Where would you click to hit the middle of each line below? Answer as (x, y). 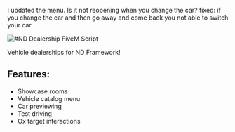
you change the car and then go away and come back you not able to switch (118, 18)
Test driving (35, 113)
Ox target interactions (49, 121)
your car (19, 25)
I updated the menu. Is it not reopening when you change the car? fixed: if (114, 10)
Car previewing (39, 106)
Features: (29, 74)
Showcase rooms (42, 91)
